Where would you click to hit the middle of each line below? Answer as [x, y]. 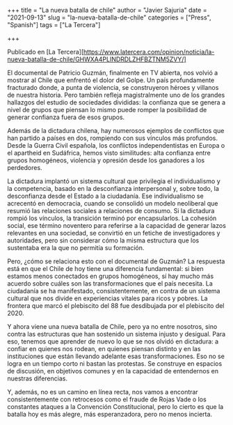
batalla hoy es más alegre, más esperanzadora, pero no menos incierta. [110, 414]
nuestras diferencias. [38, 378]
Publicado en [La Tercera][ [46, 52]
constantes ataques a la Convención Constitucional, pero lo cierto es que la [115, 407]
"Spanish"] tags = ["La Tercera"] [54, 25]
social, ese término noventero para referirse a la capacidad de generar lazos [116, 225]
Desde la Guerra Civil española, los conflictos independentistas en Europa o [116, 145]
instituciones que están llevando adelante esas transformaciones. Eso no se [116, 356]
